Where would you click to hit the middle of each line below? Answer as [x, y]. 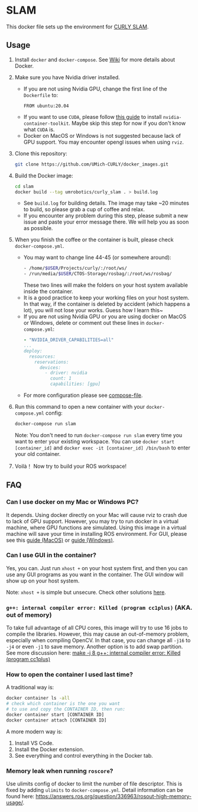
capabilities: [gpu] [75, 384]
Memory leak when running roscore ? [60, 771]
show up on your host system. [43, 581]
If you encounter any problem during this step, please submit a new [106, 216]
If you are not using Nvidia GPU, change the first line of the [95, 89]
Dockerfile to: [40, 95]
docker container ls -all [38, 698]
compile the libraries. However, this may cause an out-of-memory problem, [98, 634]
